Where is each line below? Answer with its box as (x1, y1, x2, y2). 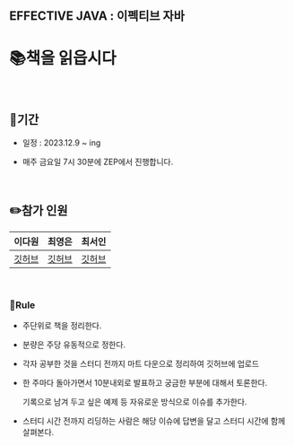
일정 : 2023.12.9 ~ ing (22, 137, 101, 148)
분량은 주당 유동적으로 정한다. (22, 339, 126, 350)
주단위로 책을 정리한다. (22, 320, 102, 331)
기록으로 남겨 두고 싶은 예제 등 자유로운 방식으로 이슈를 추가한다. (22, 397, 247, 407)
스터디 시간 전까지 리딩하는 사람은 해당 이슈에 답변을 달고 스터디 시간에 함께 (22, 415, 286, 426)
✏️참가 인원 (9, 203, 68, 218)
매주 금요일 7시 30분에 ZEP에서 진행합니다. (22, 156, 174, 168)
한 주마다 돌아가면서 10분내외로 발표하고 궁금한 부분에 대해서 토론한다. (22, 378, 268, 389)
